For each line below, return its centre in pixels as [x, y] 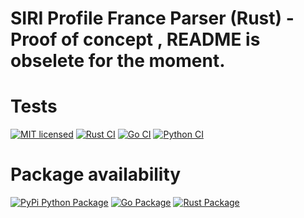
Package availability [96, 174]
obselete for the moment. [118, 61]
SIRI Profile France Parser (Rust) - [152, 18]
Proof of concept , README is [135, 39]
